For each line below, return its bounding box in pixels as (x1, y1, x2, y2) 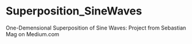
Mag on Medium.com (6, 30, 59, 37)
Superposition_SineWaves (6, 4, 142, 18)
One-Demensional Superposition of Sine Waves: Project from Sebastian (6, 24, 186, 31)
